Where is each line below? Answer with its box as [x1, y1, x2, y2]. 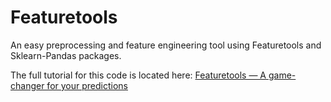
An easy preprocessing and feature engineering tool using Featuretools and [10, 39, 322, 51]
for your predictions [46, 79, 128, 91]
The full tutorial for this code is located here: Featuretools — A [10, 69, 267, 81]
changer [10, 79, 45, 91]
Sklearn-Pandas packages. [10, 49, 122, 61]
